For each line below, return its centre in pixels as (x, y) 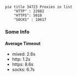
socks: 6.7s (23, 70)
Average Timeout (23, 43)
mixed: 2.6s (23, 54)
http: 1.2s (21, 59)
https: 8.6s (23, 64)
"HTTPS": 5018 (28, 15)
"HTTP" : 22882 (29, 11)
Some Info (17, 31)
